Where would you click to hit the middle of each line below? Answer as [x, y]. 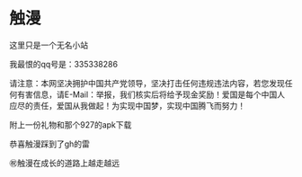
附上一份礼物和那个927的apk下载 [71, 124]
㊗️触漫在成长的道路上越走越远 [64, 163]
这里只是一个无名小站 [49, 45]
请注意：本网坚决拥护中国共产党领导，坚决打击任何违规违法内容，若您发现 [147, 83]
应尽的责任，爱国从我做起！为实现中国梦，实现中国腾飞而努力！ [127, 105]
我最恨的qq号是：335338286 [64, 64]
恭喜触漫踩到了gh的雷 [49, 144]
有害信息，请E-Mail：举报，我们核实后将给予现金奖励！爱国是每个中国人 [151, 94]
